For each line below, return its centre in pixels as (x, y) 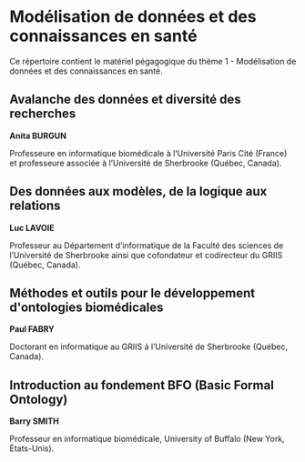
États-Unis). (32, 448)
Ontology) (39, 399)
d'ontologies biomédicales (86, 307)
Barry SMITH (34, 421)
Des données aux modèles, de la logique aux (138, 191)
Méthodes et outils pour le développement (132, 293)
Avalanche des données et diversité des (125, 100)
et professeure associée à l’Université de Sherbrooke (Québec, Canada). (146, 163)
